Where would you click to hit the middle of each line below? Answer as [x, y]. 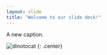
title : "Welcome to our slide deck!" [54, 17]
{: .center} [50, 46]
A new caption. [25, 34]
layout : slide [24, 12]
